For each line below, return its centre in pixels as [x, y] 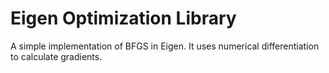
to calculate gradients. [56, 56]
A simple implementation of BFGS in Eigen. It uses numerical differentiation [165, 46]
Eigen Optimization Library [123, 18]
